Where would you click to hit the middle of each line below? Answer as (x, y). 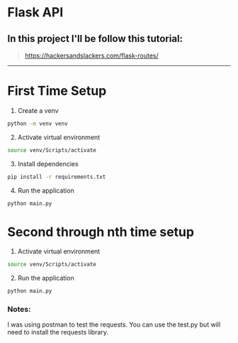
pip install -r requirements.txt (57, 177)
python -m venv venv (38, 124)
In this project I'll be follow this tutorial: (95, 39)
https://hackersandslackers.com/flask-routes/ (91, 55)
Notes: (19, 310)
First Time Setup (57, 91)
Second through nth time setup (101, 232)
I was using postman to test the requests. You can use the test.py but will (114, 325)
